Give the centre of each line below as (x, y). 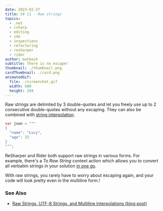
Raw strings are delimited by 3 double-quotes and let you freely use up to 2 (81, 104)
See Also (16, 193)
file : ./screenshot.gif (33, 81)
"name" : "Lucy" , (26, 133)
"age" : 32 (19, 137)
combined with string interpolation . (40, 115)
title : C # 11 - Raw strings (34, 14)
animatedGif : (18, 77)
